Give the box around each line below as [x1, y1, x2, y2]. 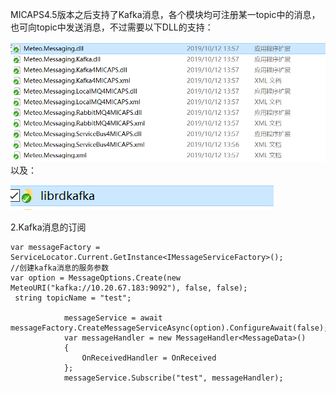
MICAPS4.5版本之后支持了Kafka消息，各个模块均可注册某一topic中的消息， [10, 9, 321, 20]
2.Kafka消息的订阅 [10, 221, 87, 233]
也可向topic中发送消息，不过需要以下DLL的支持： [10, 21, 214, 33]
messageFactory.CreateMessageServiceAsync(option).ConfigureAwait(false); [10, 323, 329, 333]
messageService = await [63, 313, 163, 323]
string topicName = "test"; [14, 293, 132, 303]
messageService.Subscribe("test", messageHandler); [63, 373, 284, 383]
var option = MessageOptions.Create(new [10, 273, 182, 283]
